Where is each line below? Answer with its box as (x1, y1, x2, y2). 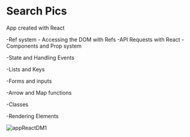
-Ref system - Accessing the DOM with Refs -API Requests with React (6, 36, 180, 43)
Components (6, 42, 39, 49)
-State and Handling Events (6, 54, 75, 61)
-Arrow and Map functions (6, 89, 72, 96)
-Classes (6, 101, 29, 108)
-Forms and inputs (6, 77, 52, 84)
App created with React (6, 24, 65, 31)
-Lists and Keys (6, 65, 45, 73)
